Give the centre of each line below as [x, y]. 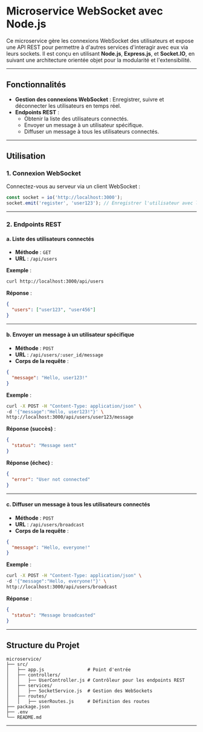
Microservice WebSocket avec [85, 11]
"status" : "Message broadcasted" [54, 615]
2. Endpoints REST [34, 224]
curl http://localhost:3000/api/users [55, 282]
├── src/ [17, 665]
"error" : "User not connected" [51, 479]
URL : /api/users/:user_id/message [59, 355]
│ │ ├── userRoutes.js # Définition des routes [78, 702]
